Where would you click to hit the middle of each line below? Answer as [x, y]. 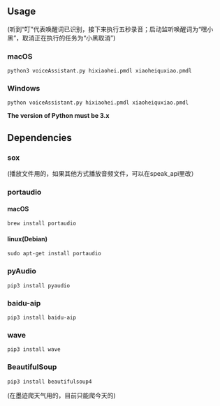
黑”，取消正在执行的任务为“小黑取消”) [61, 38]
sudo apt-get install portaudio [54, 254]
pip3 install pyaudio [39, 285]
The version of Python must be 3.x [58, 116]
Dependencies [39, 138]
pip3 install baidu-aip [42, 318]
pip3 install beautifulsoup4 [50, 382]
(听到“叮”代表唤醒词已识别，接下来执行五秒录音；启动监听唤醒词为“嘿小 [110, 29]
